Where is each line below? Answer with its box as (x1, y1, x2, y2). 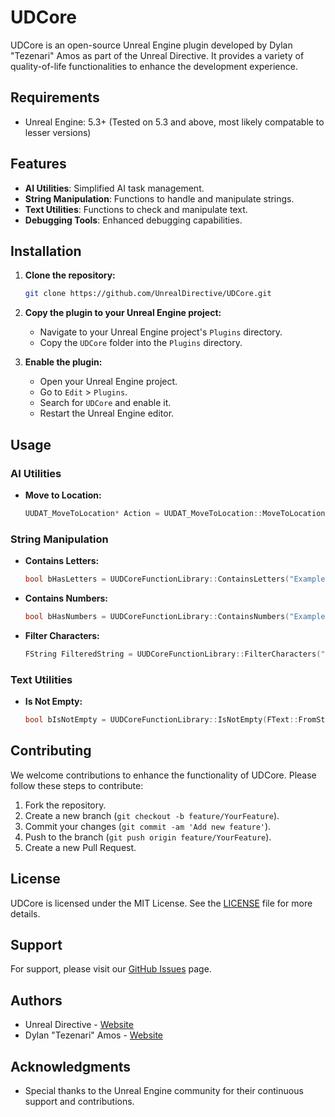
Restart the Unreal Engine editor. (39, 407, 175, 420)
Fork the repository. (24, 799, 107, 811)
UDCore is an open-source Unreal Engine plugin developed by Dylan (10, 39, 293, 51)
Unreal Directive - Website (24, 1019, 134, 1031)
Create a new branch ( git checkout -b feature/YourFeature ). (24, 809, 280, 821)
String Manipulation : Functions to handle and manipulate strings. (24, 192, 295, 205)
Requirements (10, 89, 100, 106)
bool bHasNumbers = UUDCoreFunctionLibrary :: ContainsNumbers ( (24, 611, 290, 621)
